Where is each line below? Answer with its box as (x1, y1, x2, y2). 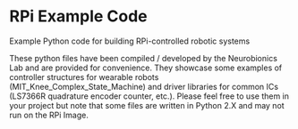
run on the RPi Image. (9, 109, 89, 120)
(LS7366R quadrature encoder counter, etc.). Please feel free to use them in (9, 91, 289, 101)
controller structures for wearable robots (9, 71, 159, 82)
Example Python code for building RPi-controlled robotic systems (9, 36, 251, 46)
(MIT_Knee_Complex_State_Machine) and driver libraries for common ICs (9, 81, 279, 92)
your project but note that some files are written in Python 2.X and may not (9, 100, 285, 110)
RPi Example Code (9, 6, 148, 27)
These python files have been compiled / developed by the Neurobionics (9, 52, 277, 63)
